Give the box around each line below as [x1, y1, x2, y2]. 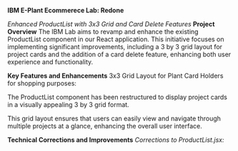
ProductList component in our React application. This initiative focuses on [7, 35, 224, 43]
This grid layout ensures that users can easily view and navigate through [7, 114, 222, 123]
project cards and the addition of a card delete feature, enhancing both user [7, 50, 232, 58]
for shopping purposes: [7, 79, 77, 88]
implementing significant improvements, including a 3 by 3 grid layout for [7, 43, 223, 51]
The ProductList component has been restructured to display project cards [7, 93, 227, 101]
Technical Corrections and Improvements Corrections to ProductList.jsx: [7, 135, 224, 144]
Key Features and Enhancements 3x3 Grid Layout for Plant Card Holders [7, 71, 224, 80]
